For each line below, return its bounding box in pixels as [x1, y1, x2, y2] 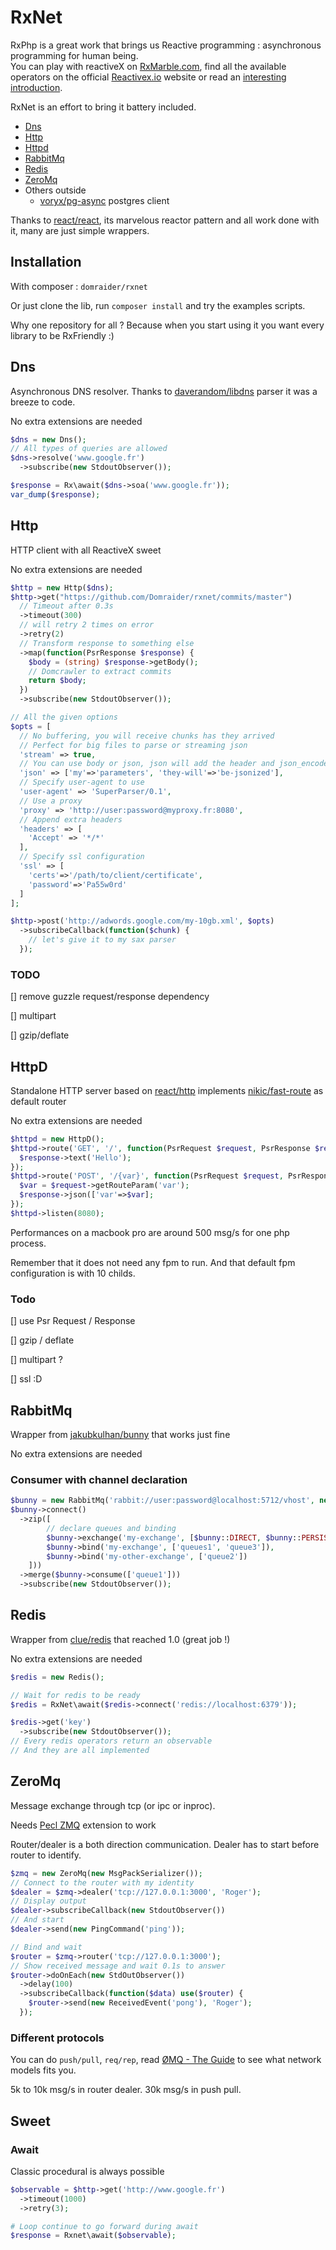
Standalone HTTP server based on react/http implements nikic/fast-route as [10, 1084, 324, 1096]
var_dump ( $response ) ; [10, 489, 101, 500]
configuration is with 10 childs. [10, 1267, 136, 1279]
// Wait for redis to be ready [10, 1690, 141, 1700]
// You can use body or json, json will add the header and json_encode [19, 759, 329, 769]
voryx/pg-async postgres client [39, 194, 170, 206]
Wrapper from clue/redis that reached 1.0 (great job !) [10, 1633, 231, 1645]
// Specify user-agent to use [19, 777, 145, 788]
